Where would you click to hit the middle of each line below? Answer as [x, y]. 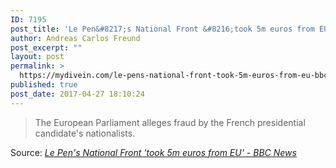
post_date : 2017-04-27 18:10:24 [77, 94]
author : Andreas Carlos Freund [75, 38]
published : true [44, 85]
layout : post [37, 57]
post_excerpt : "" [46, 47]
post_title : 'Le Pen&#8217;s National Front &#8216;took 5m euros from [162, 29]
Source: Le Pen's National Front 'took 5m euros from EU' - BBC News [153, 152]
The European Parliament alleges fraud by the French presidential [170, 122]
